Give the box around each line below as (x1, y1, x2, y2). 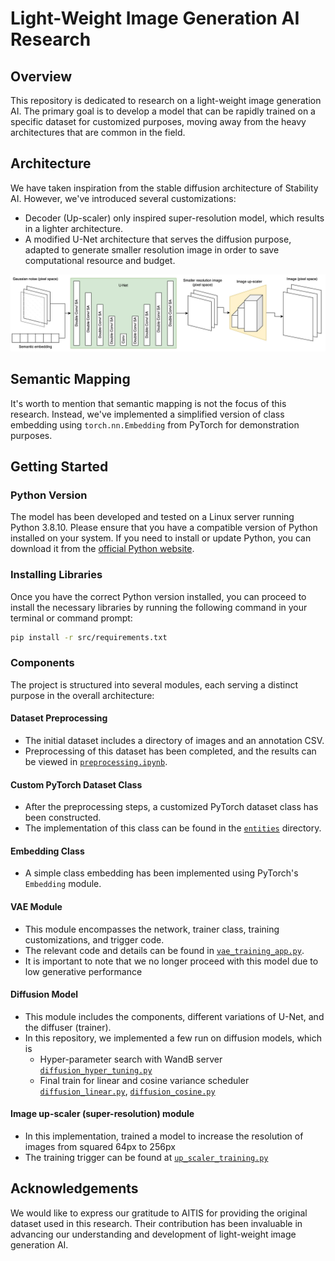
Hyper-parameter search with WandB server (39, 1053, 223, 1065)
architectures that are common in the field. (10, 127, 186, 138)
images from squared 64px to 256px (24, 1141, 176, 1153)
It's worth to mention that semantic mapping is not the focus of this (10, 397, 287, 409)
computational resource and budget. (24, 254, 176, 266)
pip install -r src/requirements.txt (10, 632, 168, 642)
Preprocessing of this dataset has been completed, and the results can (24, 745, 317, 757)
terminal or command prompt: (10, 612, 133, 624)
